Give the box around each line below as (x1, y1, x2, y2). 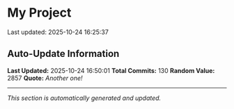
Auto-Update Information (7, 48, 120, 60)
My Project (7, 5, 72, 21)
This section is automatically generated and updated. (7, 94, 162, 102)
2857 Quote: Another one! (7, 74, 83, 82)
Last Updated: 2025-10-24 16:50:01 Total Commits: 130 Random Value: (7, 66, 215, 74)
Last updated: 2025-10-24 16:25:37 (7, 28, 109, 36)
